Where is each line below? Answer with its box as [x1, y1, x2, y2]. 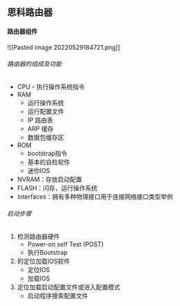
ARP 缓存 [27, 124, 54, 133]
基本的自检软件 [27, 158, 70, 166]
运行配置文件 [27, 107, 64, 116]
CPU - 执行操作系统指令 [17, 82, 85, 91]
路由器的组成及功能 [7, 60, 62, 68]
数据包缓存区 [27, 133, 64, 141]
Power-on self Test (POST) [27, 240, 104, 248]
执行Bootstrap [27, 249, 68, 256]
